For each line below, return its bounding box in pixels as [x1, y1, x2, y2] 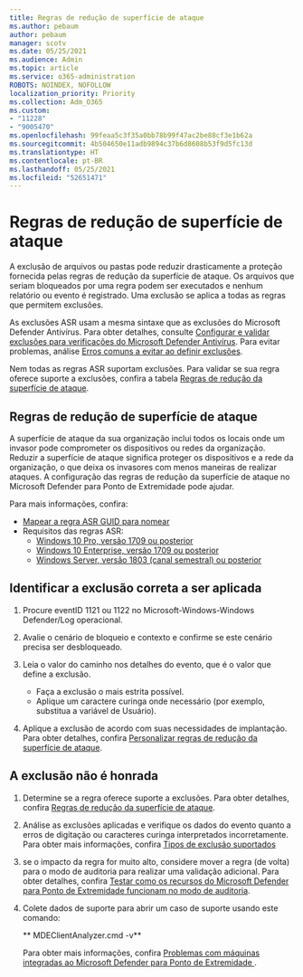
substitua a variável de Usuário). [35, 705, 156, 716]
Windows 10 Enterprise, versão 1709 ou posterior [35, 545, 220, 555]
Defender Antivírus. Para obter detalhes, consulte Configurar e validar [9, 327, 270, 337]
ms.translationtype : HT [9, 147, 99, 157]
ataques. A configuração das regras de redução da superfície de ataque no [9, 471, 290, 482]
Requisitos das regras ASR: [22, 526, 124, 536]
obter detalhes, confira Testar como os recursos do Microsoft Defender [22, 875, 289, 887]
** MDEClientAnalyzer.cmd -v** [22, 929, 142, 941]
